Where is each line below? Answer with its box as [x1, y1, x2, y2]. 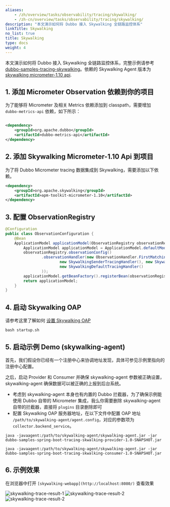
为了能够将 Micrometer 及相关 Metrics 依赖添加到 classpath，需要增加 [5, 102, 151, 108]
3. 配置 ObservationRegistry [5, 212, 95, 221]
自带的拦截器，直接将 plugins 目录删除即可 [12, 404, 102, 410]
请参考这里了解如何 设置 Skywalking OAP [5, 317, 91, 323]
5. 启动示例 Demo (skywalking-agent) [5, 343, 125, 351]
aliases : [5, 7, 24, 13]
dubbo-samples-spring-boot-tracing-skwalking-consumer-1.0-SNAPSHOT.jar [5, 451, 162, 456]
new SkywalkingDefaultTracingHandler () [59, 264, 144, 269]
